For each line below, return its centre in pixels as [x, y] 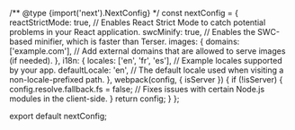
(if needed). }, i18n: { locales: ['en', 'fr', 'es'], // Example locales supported [146, 61]
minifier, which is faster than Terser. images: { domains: [137, 41]
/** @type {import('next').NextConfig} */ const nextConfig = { [124, 13]
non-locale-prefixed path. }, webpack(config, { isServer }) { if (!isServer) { [146, 79]
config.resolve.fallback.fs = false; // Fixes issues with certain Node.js [137, 89]
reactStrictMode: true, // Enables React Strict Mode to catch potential [138, 22]
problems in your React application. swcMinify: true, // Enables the [133, 32]
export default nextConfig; [58, 116]
